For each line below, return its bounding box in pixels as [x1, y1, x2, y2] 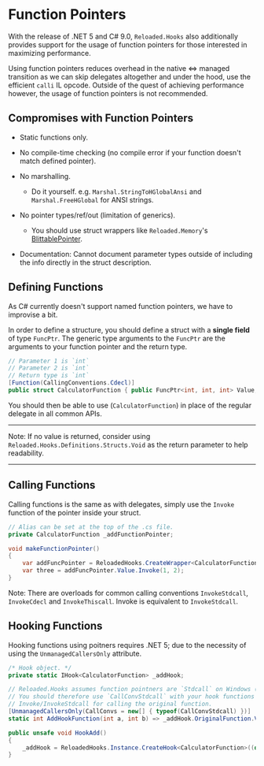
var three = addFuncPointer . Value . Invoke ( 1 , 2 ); [22, 567, 185, 574]
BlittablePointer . [31, 234, 82, 244]
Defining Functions [8, 281, 104, 294]
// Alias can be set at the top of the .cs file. [8, 522, 174, 531]
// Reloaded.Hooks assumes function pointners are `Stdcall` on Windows [8, 686, 251, 693]
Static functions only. [19, 132, 89, 142]
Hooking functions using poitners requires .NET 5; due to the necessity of [8, 640, 247, 649]
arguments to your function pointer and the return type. [8, 341, 188, 351]
